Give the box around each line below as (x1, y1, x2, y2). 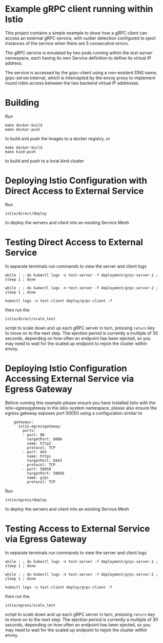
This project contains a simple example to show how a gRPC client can (5, 30, 147, 36)
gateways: (14, 419, 34, 425)
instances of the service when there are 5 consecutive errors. (5, 40, 129, 46)
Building (5, 97, 40, 108)
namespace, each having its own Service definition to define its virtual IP (5, 55, 151, 61)
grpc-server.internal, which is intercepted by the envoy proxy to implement (5, 75, 156, 81)
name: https (26, 453, 51, 459)
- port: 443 (22, 450, 47, 454)
